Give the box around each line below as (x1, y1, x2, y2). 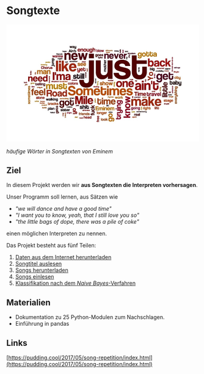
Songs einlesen (15, 273, 54, 280)
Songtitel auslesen (15, 260, 62, 268)
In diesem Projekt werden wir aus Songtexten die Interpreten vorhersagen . (6, 182, 198, 189)
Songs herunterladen (15, 266, 68, 274)
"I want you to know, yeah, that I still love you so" (15, 211, 139, 219)
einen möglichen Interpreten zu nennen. (6, 230, 107, 237)
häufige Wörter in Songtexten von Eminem (6, 147, 113, 155)
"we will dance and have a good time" (15, 205, 112, 213)
